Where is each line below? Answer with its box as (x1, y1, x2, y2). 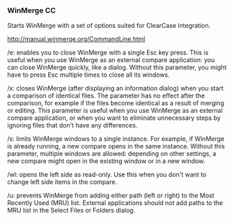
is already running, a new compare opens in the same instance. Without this (7, 142, 225, 151)
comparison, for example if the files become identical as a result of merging (7, 99, 224, 107)
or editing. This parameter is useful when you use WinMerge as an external (7, 107, 223, 115)
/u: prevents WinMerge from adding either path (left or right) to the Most (7, 191, 214, 200)
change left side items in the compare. (7, 178, 117, 186)
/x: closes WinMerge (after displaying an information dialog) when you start (7, 84, 224, 93)
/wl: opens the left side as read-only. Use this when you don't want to (7, 170, 207, 179)
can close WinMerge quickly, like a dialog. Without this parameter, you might (7, 63, 227, 72)
